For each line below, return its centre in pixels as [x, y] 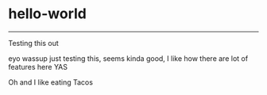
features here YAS [38, 66]
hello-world [48, 14]
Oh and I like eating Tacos [51, 82]
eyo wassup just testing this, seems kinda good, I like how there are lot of [128, 58]
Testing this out [34, 43]
